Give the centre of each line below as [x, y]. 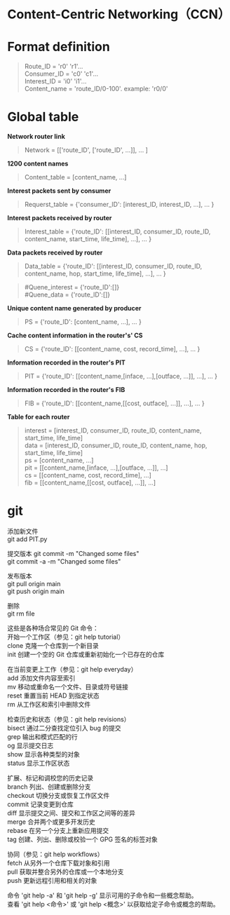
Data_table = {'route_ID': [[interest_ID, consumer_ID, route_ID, [113, 266]
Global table [43, 117]
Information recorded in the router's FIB [66, 390]
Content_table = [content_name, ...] [75, 177]
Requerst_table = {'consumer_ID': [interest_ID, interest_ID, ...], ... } [119, 205]
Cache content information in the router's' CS [75, 335]
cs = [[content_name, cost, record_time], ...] [88, 475]
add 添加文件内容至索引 [41, 678]
